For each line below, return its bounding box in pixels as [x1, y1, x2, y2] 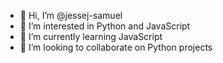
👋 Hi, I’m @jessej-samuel [19, 10, 123, 21]
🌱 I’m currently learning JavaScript [19, 31, 163, 42]
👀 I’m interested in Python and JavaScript [19, 20, 191, 32]
